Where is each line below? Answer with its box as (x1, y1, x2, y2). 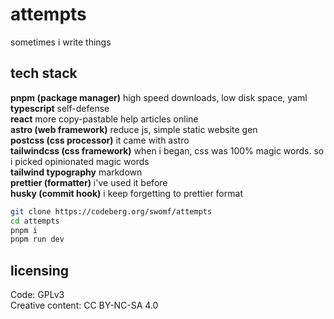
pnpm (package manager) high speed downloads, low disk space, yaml (10, 91, 308, 103)
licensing (10, 262, 70, 279)
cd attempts (10, 216, 60, 226)
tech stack (10, 65, 78, 82)
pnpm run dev (10, 234, 65, 245)
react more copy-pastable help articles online (10, 113, 199, 125)
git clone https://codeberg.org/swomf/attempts (10, 206, 213, 217)
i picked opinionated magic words (10, 155, 150, 167)
